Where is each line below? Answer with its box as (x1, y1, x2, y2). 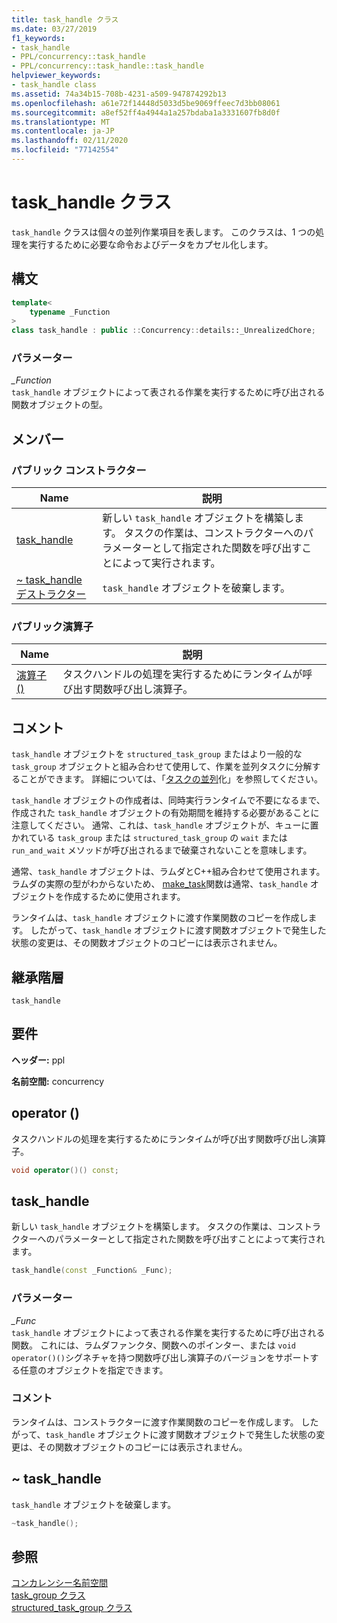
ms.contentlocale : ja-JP (11, 126, 115, 136)
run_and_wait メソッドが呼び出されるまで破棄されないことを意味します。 (11, 844, 313, 856)
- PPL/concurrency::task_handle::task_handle (11, 61, 204, 71)
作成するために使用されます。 (63, 891, 186, 903)
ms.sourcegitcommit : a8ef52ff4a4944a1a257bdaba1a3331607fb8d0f (11, 107, 281, 118)
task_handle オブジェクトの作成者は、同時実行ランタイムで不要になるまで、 (11, 794, 326, 806)
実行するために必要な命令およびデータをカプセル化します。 (28, 238, 274, 250)
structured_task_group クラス (11, 1602, 133, 1614)
